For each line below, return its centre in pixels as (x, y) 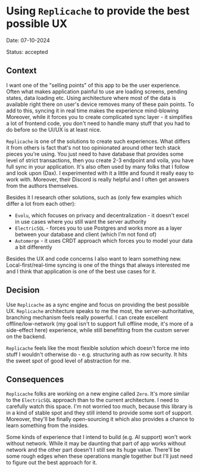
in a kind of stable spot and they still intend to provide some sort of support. (99, 413)
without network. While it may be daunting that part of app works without (96, 443)
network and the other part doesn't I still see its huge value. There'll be (93, 450)
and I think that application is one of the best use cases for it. (81, 271)
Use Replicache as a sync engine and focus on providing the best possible (98, 304)
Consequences (35, 379)
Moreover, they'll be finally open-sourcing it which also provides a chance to (100, 419)
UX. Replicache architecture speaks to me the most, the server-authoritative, (100, 311)
